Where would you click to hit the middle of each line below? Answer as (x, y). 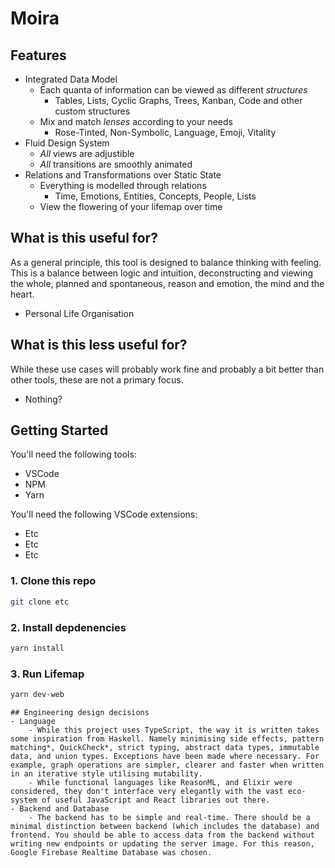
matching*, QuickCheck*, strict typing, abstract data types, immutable (165, 747)
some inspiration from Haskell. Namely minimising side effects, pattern (167, 738)
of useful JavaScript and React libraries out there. (156, 800)
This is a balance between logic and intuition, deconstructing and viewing (162, 273)
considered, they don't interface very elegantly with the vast (147, 791)
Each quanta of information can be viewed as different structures (173, 90)
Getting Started (59, 430)
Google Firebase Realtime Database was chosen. (111, 852)
